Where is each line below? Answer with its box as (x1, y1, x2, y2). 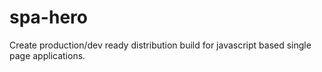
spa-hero (9, 6, 88, 29)
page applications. (9, 49, 86, 61)
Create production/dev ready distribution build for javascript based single (9, 39, 312, 51)
